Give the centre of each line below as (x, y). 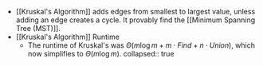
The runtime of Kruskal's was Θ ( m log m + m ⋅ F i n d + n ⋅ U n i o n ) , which (141, 45)
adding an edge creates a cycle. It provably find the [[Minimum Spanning (135, 20)
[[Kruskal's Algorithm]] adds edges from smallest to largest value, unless (135, 12)
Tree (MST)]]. (38, 28)
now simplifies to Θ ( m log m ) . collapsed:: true (101, 54)
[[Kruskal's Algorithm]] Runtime (67, 37)
